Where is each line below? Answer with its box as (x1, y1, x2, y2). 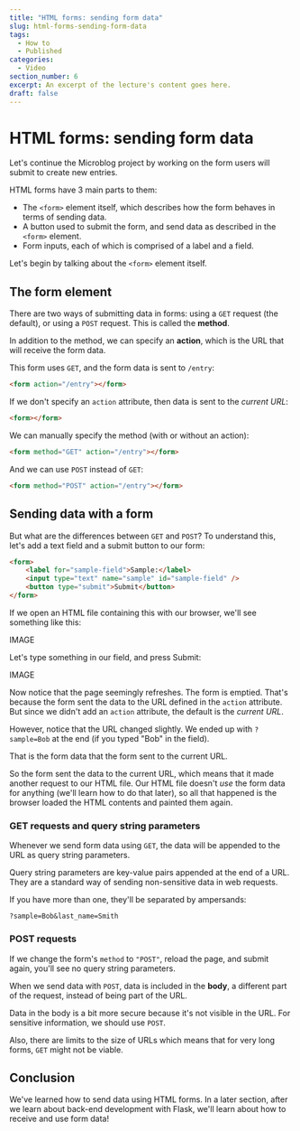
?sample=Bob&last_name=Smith (9, 911, 119, 921)
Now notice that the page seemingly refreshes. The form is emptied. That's (9, 687, 288, 697)
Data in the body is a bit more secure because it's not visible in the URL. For (9, 1007, 291, 1018)
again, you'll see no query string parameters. (9, 963, 176, 974)
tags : (9, 30, 30, 39)
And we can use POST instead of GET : (9, 463, 144, 474)
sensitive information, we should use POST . (9, 1017, 167, 1028)
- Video (17, 64, 47, 73)
